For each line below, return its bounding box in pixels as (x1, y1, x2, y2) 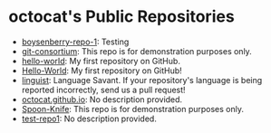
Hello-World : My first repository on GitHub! (21, 65, 182, 76)
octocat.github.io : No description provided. (21, 93, 183, 105)
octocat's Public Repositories (8, 6, 235, 27)
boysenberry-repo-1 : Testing (21, 36, 130, 47)
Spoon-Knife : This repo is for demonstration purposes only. (21, 103, 244, 114)
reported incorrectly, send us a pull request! (21, 84, 187, 95)
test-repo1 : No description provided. (21, 113, 158, 124)
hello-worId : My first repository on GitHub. (21, 55, 180, 66)
